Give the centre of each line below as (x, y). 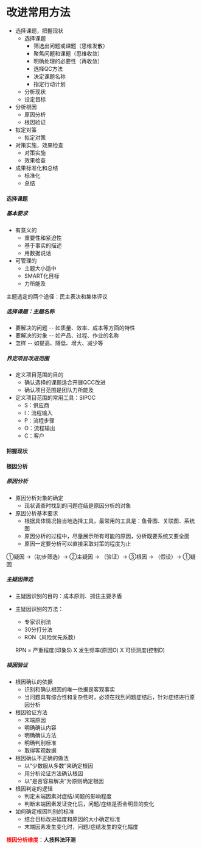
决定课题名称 (49, 76)
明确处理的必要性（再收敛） (68, 61)
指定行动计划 (49, 84)
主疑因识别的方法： (39, 609)
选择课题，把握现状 (39, 31)
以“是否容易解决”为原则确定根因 (64, 781)
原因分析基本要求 (37, 513)
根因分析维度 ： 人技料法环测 (41, 839)
